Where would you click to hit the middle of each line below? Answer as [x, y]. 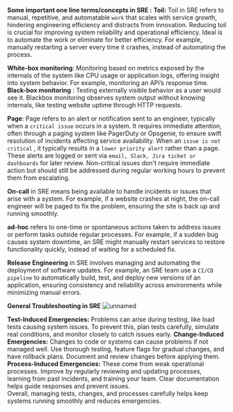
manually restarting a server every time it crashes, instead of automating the [116, 47]
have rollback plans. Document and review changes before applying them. [114, 356]
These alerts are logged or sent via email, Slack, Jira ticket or [102, 155]
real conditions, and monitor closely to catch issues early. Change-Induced [115, 334]
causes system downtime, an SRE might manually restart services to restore [116, 242]
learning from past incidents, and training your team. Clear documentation [113, 379]
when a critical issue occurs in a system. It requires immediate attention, [115, 126]
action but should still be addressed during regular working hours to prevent [116, 170]
